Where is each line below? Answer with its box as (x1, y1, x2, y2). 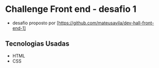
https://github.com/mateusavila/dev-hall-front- (58, 20, 154, 26)
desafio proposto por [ (12, 20, 59, 26)
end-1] (12, 25, 26, 31)
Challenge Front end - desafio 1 (5, 3, 137, 15)
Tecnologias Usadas (5, 40, 70, 48)
